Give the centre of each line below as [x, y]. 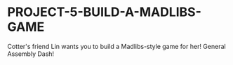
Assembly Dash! [31, 54]
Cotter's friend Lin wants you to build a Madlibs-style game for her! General [116, 46]
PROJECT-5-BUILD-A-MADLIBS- [105, 12]
